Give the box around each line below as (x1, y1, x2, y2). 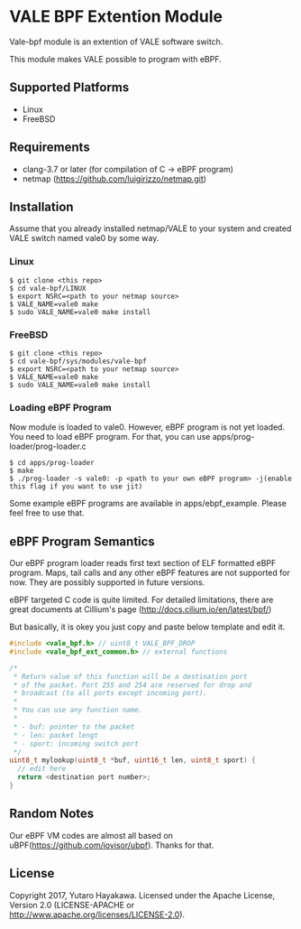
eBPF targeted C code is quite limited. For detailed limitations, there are (9, 594, 274, 606)
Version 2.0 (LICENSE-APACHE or (9, 899, 135, 910)
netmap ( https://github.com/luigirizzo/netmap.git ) (22, 173, 207, 184)
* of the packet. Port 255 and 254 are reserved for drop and (13, 680, 252, 690)
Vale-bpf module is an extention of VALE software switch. (9, 36, 223, 47)
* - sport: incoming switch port (13, 739, 140, 748)
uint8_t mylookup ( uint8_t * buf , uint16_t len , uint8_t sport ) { (9, 756, 256, 765)
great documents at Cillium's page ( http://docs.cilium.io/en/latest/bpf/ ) (9, 604, 272, 615)
